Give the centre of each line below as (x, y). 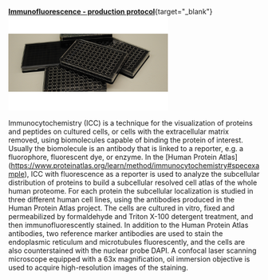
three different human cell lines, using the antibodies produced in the (122, 200)
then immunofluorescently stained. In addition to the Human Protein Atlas (128, 225)
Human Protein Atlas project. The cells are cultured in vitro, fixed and (122, 208)
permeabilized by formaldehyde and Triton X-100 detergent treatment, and (131, 216)
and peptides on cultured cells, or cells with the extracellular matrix (119, 132)
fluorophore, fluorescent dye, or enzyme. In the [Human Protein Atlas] (123, 157)
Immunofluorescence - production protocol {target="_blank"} (110, 12)
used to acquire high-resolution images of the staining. (99, 268)
